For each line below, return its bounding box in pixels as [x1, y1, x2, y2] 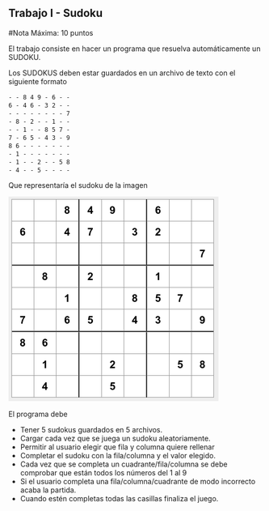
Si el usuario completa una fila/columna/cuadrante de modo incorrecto [19, 476, 256, 486]
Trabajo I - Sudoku [8, 6, 103, 20]
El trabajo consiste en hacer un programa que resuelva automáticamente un [8, 44, 261, 53]
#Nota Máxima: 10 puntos [8, 28, 94, 37]
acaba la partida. [19, 485, 77, 495]
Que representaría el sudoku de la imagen [8, 180, 148, 189]
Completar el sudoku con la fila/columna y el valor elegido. [19, 450, 216, 460]
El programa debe [8, 409, 68, 419]
